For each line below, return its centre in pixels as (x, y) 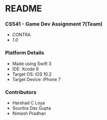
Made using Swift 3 (32, 63)
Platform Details (25, 53)
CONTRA (21, 35)
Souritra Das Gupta (31, 108)
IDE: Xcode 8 (25, 69)
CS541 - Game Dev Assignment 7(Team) (54, 24)
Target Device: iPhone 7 (36, 79)
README (24, 9)
